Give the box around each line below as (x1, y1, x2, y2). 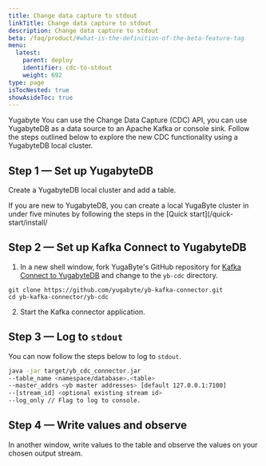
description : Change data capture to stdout (8, 26, 159, 34)
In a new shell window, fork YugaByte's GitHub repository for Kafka (19, 261, 242, 272)
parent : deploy (22, 57, 73, 65)
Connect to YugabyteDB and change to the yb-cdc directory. (19, 270, 218, 280)
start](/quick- (189, 209, 234, 219)
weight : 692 (22, 71, 62, 79)
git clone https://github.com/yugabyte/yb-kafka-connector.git (8, 285, 224, 294)
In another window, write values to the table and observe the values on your (8, 440, 258, 449)
